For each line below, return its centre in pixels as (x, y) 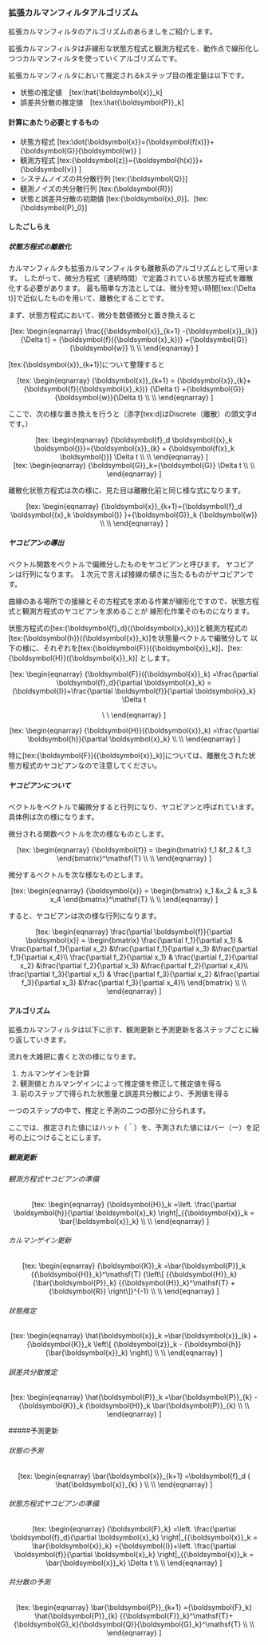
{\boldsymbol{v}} (48, 169)
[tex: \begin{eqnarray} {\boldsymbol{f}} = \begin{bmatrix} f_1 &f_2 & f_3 (134, 850)
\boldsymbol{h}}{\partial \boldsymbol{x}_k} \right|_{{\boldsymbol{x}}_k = (134, 1213)
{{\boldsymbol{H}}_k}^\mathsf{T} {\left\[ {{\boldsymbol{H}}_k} (134, 1274)
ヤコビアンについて (40, 785)
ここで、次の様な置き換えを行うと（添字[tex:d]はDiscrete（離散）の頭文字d (132, 414)
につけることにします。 (67, 1138)
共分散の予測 (29, 1582)
